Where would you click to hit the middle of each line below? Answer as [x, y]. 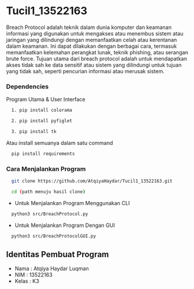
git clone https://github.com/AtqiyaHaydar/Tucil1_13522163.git [92, 181]
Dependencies [27, 86]
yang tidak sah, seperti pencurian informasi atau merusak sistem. [86, 71]
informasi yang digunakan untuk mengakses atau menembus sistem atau [95, 33]
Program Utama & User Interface [46, 99]
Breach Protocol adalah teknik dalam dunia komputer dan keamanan [89, 27]
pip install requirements [43, 154]
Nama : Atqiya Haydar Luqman [52, 269]
